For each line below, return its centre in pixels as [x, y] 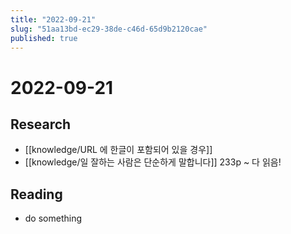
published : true [44, 38]
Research [41, 124]
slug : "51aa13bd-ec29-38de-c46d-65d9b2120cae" [109, 29]
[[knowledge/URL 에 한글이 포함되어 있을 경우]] [118, 150]
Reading [36, 194]
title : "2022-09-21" [53, 19]
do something [53, 218]
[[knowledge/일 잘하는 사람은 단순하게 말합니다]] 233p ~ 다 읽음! [153, 162]
